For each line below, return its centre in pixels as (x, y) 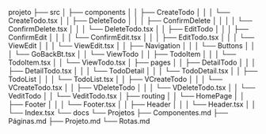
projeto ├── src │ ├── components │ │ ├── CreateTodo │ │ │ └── (119, 12)
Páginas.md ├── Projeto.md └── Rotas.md (79, 121)
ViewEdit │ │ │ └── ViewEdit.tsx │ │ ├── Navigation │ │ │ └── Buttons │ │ (132, 46)
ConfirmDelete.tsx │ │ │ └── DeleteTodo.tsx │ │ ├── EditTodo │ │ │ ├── (129, 29)
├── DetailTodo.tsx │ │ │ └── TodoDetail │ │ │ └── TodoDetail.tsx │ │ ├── (133, 71)
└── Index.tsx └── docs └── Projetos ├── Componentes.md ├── (118, 113)
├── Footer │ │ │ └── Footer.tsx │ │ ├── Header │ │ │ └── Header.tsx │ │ (132, 104)
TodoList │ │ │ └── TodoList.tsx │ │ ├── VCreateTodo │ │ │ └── (116, 79)
